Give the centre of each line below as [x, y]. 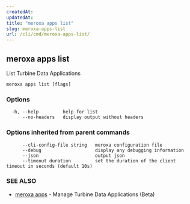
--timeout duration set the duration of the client [99, 161]
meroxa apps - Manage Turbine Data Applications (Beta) [85, 194]
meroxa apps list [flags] [38, 84]
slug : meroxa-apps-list [36, 29]
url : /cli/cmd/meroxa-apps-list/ [48, 34]
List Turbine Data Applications [44, 73]
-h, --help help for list [55, 112]
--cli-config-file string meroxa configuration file [92, 145]
